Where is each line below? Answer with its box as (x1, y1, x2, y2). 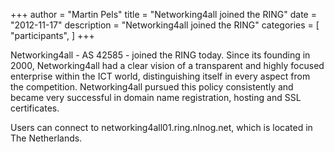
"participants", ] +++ (10, 30, 95, 41)
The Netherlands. (10, 132, 83, 144)
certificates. (10, 102, 60, 114)
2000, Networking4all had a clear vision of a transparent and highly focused (10, 60, 325, 71)
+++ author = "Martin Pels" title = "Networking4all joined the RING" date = (10, 9, 317, 20)
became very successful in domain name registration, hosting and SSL (10, 92, 302, 103)
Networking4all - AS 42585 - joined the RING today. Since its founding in (10, 49, 311, 61)
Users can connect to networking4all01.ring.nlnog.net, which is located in (10, 122, 313, 133)
